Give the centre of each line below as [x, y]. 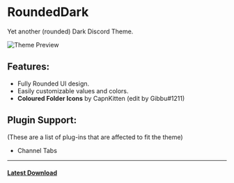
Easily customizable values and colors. [73, 90]
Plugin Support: [42, 120]
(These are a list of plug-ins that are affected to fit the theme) [95, 137]
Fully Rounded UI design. [53, 83]
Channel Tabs [37, 150]
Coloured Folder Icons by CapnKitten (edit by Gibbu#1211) [101, 98]
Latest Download [32, 173]
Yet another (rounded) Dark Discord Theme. [70, 31]
